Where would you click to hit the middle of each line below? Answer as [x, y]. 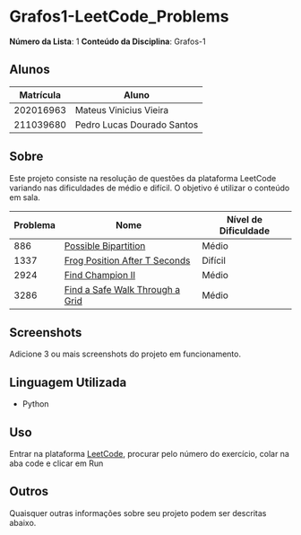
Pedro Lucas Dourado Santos [137, 125]
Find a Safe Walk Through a [122, 289]
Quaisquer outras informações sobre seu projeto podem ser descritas [138, 513]
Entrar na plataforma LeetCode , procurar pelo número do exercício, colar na [149, 454]
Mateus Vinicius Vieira [122, 110]
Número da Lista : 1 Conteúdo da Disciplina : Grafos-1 [107, 41]
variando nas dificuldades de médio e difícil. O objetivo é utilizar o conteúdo [150, 188]
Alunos [30, 70]
